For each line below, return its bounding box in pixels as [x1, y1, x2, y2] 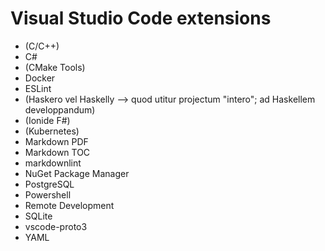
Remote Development [24, 199, 115, 211]
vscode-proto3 [24, 220, 88, 232]
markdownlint [24, 157, 82, 169]
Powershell [24, 188, 72, 201]
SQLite [24, 210, 53, 222]
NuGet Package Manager [24, 167, 130, 179]
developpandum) [24, 103, 96, 116]
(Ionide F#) [24, 114, 71, 126]
